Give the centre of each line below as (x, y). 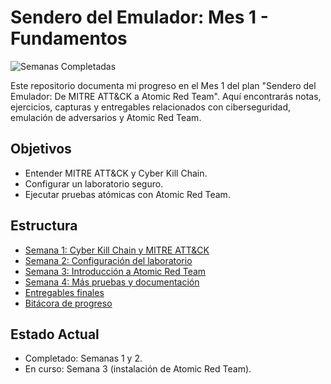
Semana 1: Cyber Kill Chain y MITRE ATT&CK (117, 250)
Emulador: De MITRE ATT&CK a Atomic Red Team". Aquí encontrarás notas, (166, 96)
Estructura (44, 226)
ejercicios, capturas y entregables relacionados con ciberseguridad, (150, 107)
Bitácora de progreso (68, 303)
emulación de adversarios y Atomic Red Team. (106, 117)
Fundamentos (69, 38)
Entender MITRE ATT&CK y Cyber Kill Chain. (116, 173)
